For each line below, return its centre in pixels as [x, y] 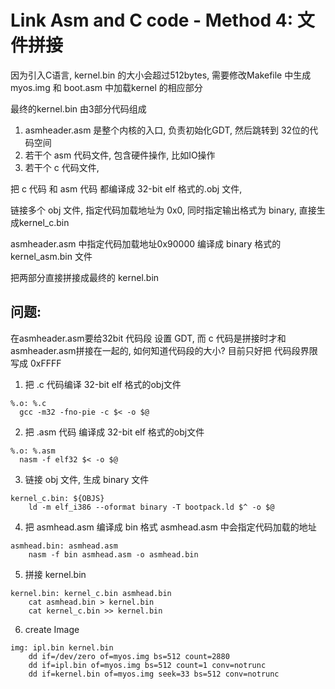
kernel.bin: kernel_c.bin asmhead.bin [91, 593]
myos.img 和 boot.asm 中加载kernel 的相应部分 [106, 87]
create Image [52, 629]
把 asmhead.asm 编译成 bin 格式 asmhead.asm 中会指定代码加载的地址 [170, 527]
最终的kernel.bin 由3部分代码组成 [78, 108]
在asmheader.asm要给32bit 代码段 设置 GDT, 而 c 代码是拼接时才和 [148, 338]
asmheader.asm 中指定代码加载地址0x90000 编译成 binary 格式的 [146, 243]
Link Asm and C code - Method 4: [152, 20]
